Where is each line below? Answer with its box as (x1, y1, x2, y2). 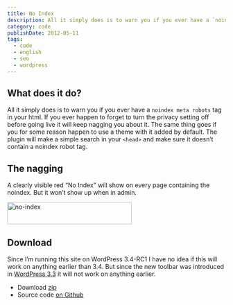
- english (13, 49, 42, 56)
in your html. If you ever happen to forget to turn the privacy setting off (7, 113, 209, 121)
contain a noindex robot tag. (7, 143, 88, 151)
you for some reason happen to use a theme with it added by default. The (7, 128, 218, 136)
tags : (7, 36, 23, 43)
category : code (7, 23, 51, 30)
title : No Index (7, 10, 54, 17)
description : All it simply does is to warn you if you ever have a (7, 17, 209, 24)
